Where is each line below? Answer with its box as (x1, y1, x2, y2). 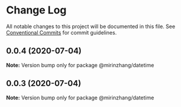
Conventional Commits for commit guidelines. (6, 29, 117, 36)
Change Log (6, 4, 67, 17)
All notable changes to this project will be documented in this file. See (6, 23, 176, 30)
